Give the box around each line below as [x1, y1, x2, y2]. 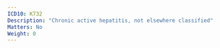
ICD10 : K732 [7, 10, 42, 18]
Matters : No [7, 23, 42, 30]
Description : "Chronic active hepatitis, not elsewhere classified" [7, 17, 214, 24]
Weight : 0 [7, 30, 37, 37]
